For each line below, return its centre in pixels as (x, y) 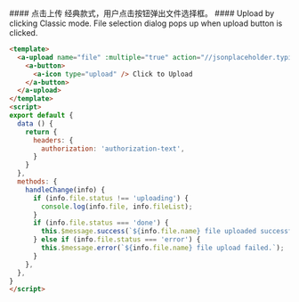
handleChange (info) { (65, 190)
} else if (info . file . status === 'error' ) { (117, 240)
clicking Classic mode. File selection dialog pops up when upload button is (146, 23)
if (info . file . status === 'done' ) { (101, 223)
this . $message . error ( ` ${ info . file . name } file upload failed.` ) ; (163, 248)
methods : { (37, 182)
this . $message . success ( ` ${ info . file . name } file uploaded (149, 232)
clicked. (24, 33)
